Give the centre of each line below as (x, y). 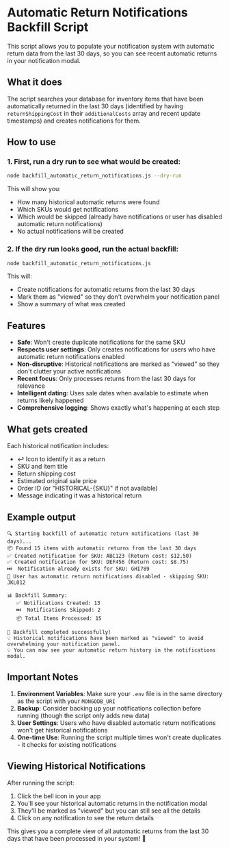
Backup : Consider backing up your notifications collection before (109, 708)
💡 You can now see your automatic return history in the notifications (111, 650)
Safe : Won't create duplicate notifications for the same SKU (101, 342)
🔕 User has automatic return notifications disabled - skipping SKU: (108, 576)
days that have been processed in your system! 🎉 (77, 838)
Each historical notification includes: (58, 446)
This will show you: (34, 189)
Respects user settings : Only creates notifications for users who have (116, 349)
